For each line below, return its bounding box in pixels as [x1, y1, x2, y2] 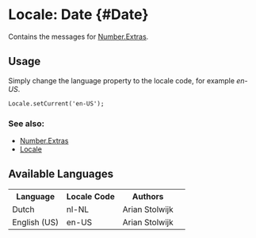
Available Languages [8, 167, 114, 181]
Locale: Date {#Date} [8, 6, 149, 24]
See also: [8, 117, 45, 129]
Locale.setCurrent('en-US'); [8, 99, 105, 108]
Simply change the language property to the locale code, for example [8, 75, 235, 85]
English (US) [12, 217, 59, 228]
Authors [132, 190, 164, 202]
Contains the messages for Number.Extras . [8, 32, 149, 41]
